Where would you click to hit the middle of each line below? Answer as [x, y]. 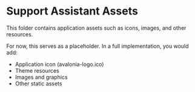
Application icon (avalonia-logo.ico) [59, 64]
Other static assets [38, 84]
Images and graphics [41, 77]
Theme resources [37, 70]
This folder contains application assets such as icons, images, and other [96, 28]
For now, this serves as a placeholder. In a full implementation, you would [97, 46]
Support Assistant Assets [72, 11]
